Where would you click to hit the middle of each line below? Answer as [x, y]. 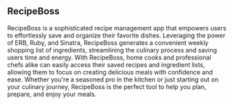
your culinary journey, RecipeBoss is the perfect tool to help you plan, [107, 86]
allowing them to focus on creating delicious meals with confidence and [110, 72]
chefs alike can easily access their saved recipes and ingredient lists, [106, 64]
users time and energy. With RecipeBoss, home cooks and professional [109, 57]
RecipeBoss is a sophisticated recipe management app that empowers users [117, 28]
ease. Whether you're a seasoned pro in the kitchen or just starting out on [113, 79]
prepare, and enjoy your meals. [52, 94]
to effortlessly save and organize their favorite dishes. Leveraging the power [116, 35]
